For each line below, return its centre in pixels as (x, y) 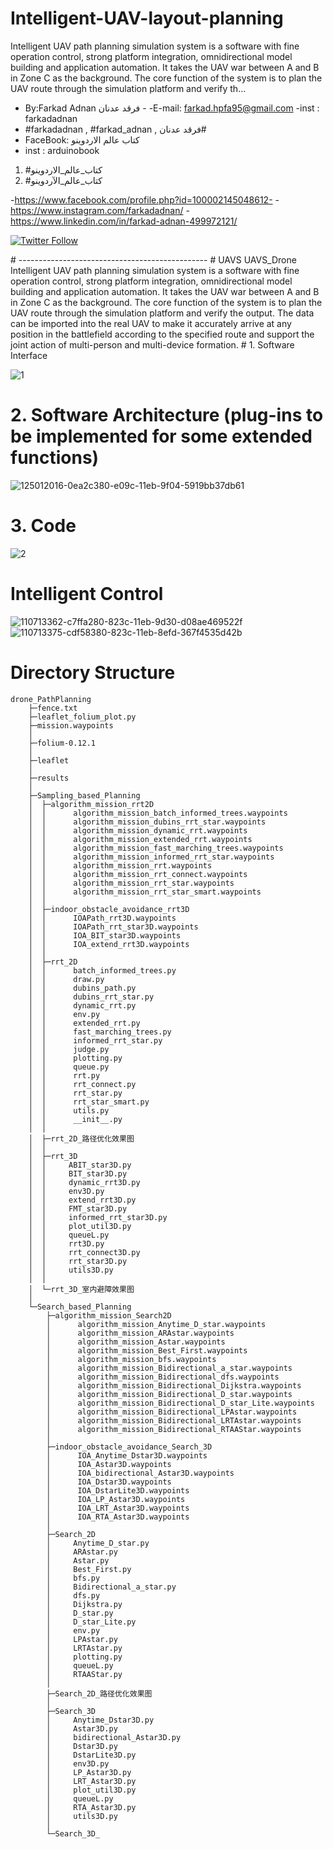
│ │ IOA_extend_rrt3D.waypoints (109, 944)
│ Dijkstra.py (84, 1604)
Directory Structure (93, 672)
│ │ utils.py (69, 1110)
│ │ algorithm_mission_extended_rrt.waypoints (140, 839)
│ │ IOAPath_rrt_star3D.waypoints (113, 927)
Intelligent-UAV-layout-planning (147, 18)
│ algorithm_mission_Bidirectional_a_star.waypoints (169, 1368)
